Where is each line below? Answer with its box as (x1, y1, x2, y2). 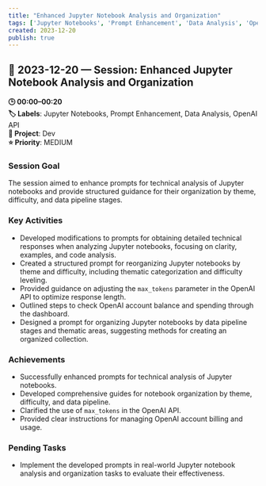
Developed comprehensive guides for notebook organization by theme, (19, 388, 253, 398)
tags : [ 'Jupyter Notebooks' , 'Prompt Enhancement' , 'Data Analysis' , (8, 19, 243, 27)
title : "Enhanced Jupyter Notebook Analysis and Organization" (8, 11, 222, 20)
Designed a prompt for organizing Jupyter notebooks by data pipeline (19, 317, 248, 327)
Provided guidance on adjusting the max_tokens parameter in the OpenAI (19, 283, 256, 293)
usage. (19, 422, 43, 432)
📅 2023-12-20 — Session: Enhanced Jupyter (8, 63, 234, 76)
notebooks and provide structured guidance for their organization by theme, (8, 187, 256, 197)
